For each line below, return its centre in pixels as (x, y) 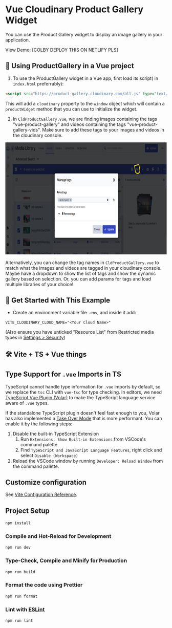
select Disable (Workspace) (49, 455)
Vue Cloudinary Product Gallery (74, 9)
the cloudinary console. (38, 135)
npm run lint (19, 620)
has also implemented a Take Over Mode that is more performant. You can (84, 418)
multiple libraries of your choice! (39, 284)
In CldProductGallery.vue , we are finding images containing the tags (85, 119)
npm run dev (18, 548)
